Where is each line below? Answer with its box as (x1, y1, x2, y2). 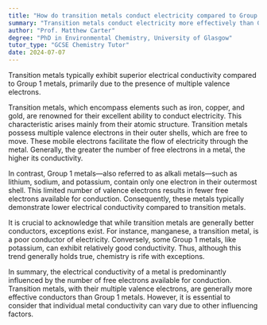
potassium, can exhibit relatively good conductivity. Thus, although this (8, 243, 242, 253)
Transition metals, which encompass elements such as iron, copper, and (8, 103, 245, 112)
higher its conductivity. (8, 153, 83, 163)
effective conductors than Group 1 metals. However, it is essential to (8, 292, 231, 302)
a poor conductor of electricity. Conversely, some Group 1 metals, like (8, 235, 237, 244)
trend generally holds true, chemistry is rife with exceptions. (8, 252, 205, 261)
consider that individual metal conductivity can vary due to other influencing (8, 301, 258, 310)
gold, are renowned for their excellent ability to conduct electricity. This (8, 111, 242, 120)
